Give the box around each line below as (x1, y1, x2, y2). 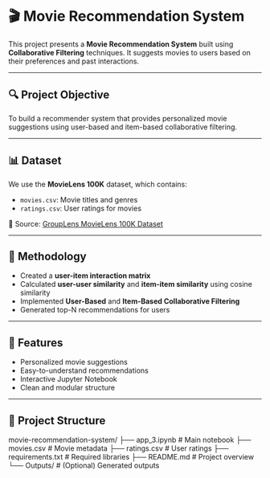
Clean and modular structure (19, 383, 115, 393)
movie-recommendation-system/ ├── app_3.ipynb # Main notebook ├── (8, 435, 252, 444)
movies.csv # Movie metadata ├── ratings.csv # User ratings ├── (8, 443, 229, 453)
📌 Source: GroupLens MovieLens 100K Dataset (8, 219, 163, 228)
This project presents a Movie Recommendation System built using (8, 39, 234, 49)
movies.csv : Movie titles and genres (19, 194, 138, 204)
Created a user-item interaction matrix (19, 271, 151, 280)
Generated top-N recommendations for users (19, 305, 170, 315)
